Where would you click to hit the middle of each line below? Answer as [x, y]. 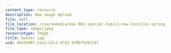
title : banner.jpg [25, 38]
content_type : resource [31, 10]
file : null [17, 19]
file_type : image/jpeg [29, 29]
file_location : [21, 24]
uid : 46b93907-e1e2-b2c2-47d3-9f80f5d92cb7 [52, 43]
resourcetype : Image [27, 33]
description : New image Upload [38, 15]
